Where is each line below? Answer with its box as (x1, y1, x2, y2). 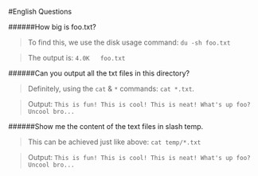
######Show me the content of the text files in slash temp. (8, 122, 204, 131)
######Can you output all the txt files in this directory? (8, 68, 190, 78)
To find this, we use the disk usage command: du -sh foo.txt (27, 37, 231, 47)
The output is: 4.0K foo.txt (27, 53, 126, 62)
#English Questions (8, 7, 72, 16)
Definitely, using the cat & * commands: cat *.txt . (27, 84, 195, 93)
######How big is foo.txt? (8, 22, 97, 31)
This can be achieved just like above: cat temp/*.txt (27, 137, 201, 147)
